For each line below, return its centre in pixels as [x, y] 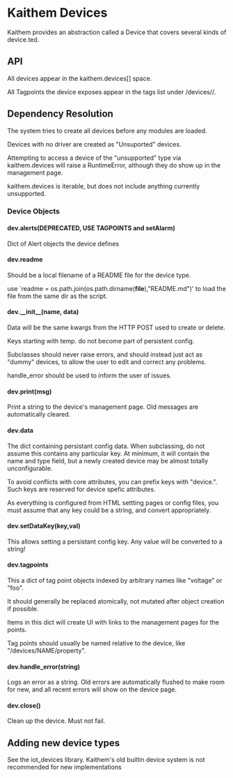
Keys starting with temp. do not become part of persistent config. [101, 341]
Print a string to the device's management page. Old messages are [103, 407]
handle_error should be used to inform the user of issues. [89, 375]
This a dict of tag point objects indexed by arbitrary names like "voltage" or [115, 580]
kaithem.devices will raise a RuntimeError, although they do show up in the [114, 165]
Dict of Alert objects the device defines [63, 244]
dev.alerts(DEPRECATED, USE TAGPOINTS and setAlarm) [91, 228]
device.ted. [23, 39]
